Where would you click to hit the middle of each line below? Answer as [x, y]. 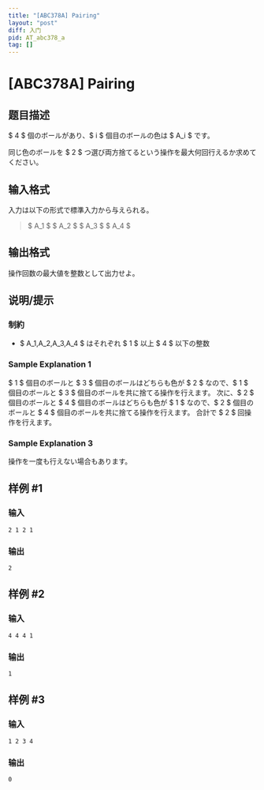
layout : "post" [33, 23]
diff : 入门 [25, 30]
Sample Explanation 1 [50, 364]
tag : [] [21, 45]
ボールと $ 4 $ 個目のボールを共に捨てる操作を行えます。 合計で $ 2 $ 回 [126, 412]
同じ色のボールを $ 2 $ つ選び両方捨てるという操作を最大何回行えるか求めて [132, 152]
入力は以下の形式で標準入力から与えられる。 [81, 209]
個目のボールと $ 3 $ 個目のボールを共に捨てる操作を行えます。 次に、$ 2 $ [131, 393]
